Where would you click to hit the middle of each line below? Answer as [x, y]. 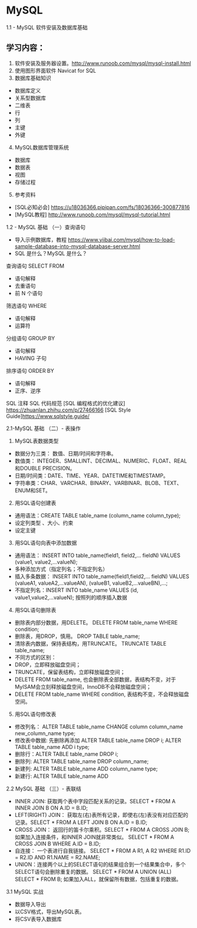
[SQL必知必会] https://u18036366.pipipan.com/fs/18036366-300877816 [102, 207]
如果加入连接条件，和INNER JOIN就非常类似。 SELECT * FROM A [94, 837]
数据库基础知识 [33, 78]
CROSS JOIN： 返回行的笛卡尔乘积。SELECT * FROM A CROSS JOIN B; [102, 829]
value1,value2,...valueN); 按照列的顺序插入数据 [71, 597]
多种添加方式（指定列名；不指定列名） [61, 569]
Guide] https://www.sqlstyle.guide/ [48, 416]
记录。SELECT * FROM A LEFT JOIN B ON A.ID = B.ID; [81, 822]
